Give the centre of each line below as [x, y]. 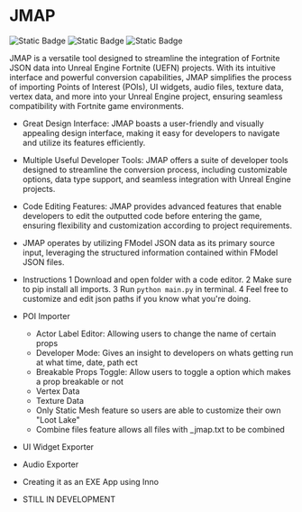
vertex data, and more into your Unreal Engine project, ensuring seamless [146, 96]
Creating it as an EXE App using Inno [91, 481]
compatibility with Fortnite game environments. [97, 105]
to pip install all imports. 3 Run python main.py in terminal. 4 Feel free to [155, 288]
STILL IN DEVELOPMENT [69, 499]
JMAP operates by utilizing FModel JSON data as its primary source [149, 242]
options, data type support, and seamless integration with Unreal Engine [156, 179]
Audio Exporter [50, 464]
